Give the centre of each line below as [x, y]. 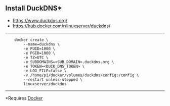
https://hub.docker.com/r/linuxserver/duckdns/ [61, 26]
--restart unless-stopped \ [53, 79]
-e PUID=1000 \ [39, 48]
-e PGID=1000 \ [39, 53]
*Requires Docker [24, 98]
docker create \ [32, 40]
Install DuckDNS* [34, 8]
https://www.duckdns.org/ [40, 20]
